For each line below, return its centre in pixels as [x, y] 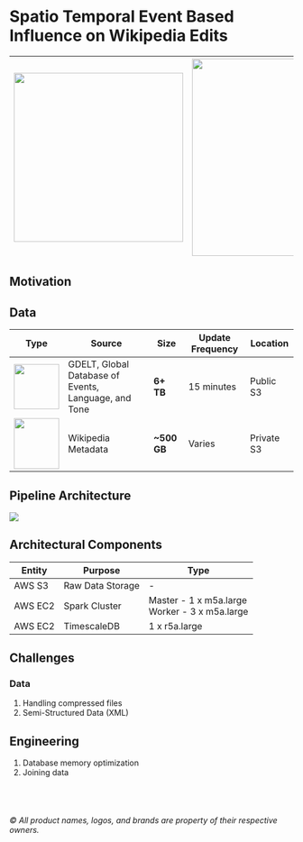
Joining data [46, 773]
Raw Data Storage [101, 585]
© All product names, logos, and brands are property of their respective [143, 820]
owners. [24, 829]
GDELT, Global [98, 364]
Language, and [100, 398]
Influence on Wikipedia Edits [119, 36]
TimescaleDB [92, 626]
